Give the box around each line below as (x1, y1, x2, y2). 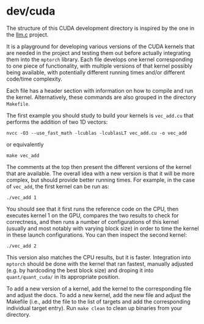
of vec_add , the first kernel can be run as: (6, 182, 110, 190)
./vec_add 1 (6, 194, 37, 201)
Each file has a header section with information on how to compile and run (6, 87, 194, 94)
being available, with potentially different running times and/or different (6, 68, 185, 76)
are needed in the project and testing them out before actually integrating (6, 49, 191, 56)
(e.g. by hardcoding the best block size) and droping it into (6, 267, 154, 274)
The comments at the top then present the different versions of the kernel (6, 163, 192, 170)
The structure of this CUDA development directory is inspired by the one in (6, 24, 194, 32)
